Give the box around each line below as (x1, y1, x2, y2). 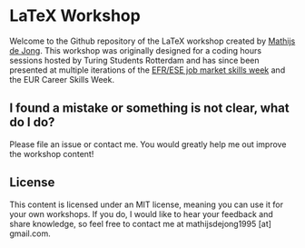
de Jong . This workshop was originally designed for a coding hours (9, 45, 261, 55)
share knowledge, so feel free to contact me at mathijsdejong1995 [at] (9, 218, 272, 229)
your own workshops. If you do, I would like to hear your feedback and (9, 208, 274, 219)
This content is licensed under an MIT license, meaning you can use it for (9, 199, 284, 210)
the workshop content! (9, 148, 94, 159)
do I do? (9, 114, 55, 130)
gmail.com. (9, 228, 52, 239)
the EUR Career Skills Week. (9, 74, 115, 84)
